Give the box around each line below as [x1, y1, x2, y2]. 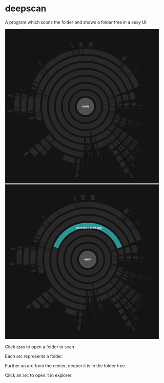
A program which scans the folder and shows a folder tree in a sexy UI [5, 19, 146, 25]
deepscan [5, 3, 46, 14]
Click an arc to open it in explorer [5, 372, 72, 378]
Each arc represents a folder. [5, 353, 63, 359]
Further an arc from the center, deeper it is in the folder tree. [5, 362, 126, 368]
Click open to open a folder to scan [5, 344, 75, 350]
